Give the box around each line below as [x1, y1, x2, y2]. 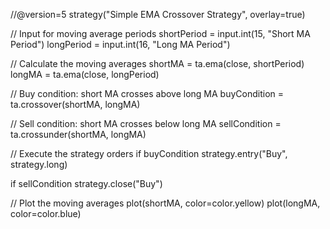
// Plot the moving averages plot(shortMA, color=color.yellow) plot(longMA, [10, 197, 321, 209]
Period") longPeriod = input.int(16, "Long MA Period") [10, 39, 231, 50]
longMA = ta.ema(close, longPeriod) [10, 69, 160, 80]
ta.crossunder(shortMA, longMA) [10, 129, 147, 140]
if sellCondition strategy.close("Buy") [10, 178, 163, 189]
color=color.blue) [10, 208, 82, 219]
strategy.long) [10, 159, 68, 170]
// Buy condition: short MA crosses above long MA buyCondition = [10, 88, 285, 99]
